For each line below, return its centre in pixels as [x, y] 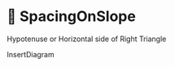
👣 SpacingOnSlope [72, 17]
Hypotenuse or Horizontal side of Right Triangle [87, 39]
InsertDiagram [31, 54]
